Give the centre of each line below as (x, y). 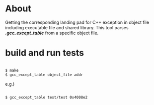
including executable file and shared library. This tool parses (67, 27)
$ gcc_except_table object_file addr (44, 75)
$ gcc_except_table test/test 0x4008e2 (46, 97)
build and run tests (45, 53)
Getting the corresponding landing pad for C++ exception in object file (77, 22)
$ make (12, 70)
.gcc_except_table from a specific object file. (52, 33)
